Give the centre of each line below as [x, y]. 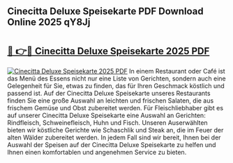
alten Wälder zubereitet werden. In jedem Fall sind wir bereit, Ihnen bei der [114, 137]
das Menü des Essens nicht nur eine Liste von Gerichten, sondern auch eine [117, 78]
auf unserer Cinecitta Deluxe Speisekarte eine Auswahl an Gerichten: [106, 115]
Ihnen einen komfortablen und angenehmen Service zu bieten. [97, 152]
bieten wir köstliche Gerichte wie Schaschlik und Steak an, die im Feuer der [115, 130]
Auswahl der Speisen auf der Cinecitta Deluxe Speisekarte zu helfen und [112, 145]
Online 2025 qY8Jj [49, 23]
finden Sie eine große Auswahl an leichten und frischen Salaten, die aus [111, 101]
